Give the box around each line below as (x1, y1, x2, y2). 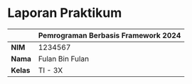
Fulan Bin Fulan (38, 54, 90, 64)
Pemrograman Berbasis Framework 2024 (38, 30, 181, 40)
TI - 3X (38, 65, 63, 75)
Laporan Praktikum (7, 5, 122, 21)
